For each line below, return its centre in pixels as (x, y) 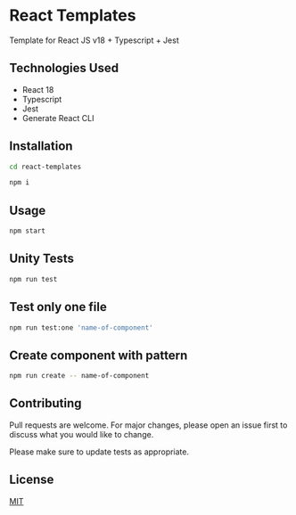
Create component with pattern (99, 355)
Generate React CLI (58, 118)
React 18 (38, 89)
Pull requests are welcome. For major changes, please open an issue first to (148, 425)
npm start (28, 231)
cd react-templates (45, 167)
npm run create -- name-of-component (79, 376)
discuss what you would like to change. (82, 434)
